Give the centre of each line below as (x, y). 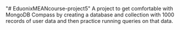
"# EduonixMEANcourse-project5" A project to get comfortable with (89, 9)
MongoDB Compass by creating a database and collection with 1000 (90, 15)
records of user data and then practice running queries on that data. (89, 21)
